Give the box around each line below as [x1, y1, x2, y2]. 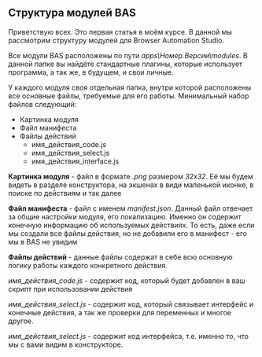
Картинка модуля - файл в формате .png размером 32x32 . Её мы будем [8, 171, 254, 181]
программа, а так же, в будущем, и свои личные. [8, 67, 175, 77]
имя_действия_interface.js [31, 156, 120, 166]
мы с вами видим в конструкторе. [8, 340, 124, 349]
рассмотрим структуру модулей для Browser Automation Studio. [8, 35, 225, 45]
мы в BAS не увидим [8, 237, 78, 246]
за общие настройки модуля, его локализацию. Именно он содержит [8, 212, 242, 221]
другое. [8, 316, 34, 326]
